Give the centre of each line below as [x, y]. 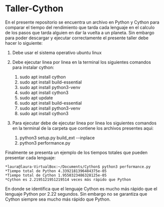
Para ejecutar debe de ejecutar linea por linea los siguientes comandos [84, 123]
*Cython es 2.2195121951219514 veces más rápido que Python [68, 179]
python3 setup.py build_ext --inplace [57, 138]
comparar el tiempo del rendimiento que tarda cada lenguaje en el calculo [80, 27]
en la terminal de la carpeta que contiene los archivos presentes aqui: [83, 128]
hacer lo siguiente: [24, 43]
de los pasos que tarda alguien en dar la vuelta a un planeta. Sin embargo [80, 32]
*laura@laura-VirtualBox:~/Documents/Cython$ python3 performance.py [78, 167]
